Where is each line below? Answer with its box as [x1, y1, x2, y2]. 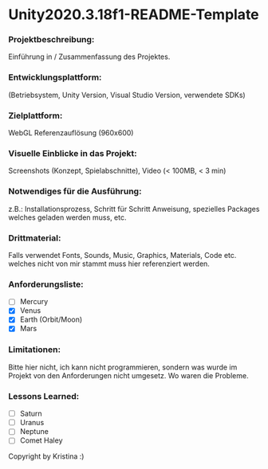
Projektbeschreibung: [8, 34, 95, 45]
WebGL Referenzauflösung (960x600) [8, 128, 134, 138]
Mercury [19, 297, 49, 307]
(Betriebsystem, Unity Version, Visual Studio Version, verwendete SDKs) [8, 90, 246, 100]
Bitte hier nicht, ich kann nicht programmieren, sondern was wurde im [8, 362, 238, 372]
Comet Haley [19, 436, 63, 445]
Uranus [19, 418, 45, 428]
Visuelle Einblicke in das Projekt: [8, 148, 137, 158]
